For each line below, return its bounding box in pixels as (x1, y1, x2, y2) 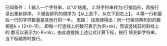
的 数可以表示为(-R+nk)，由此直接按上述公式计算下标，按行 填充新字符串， (5, 29, 159, 35)
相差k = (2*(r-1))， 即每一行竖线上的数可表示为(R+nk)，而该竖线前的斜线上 (5, 23, 159, 29)
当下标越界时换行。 (5, 35, 45, 41)
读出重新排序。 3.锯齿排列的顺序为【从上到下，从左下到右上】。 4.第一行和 (5, 10, 158, 16)
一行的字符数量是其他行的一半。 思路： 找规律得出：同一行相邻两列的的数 (9, 17, 161, 22)
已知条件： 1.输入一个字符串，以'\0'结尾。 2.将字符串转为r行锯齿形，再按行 (5, 4, 159, 10)
